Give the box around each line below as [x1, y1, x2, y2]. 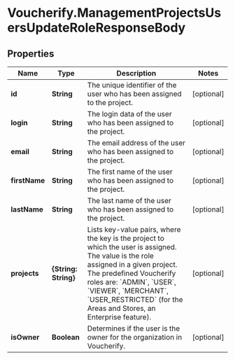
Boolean [51, 333, 80, 342]
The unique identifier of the [87, 81, 177, 90]
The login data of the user [87, 109, 173, 118]
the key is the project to [87, 233, 164, 243]
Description [116, 69, 157, 78]
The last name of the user [87, 196, 171, 205]
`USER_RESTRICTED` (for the [87, 295, 183, 304]
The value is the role [87, 251, 154, 261]
